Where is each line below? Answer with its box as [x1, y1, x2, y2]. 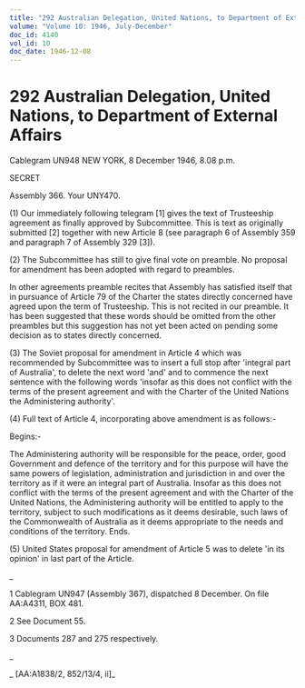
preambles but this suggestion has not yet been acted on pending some [9, 320, 279, 332]
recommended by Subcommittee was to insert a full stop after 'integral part [9, 357, 291, 368]
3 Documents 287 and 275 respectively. [9, 633, 159, 644]
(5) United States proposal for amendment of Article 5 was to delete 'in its [9, 543, 285, 554]
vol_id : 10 [9, 38, 51, 48]
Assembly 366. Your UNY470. [9, 190, 121, 201]
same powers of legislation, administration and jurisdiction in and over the [9, 468, 286, 479]
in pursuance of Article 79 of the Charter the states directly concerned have [9, 292, 293, 303]
